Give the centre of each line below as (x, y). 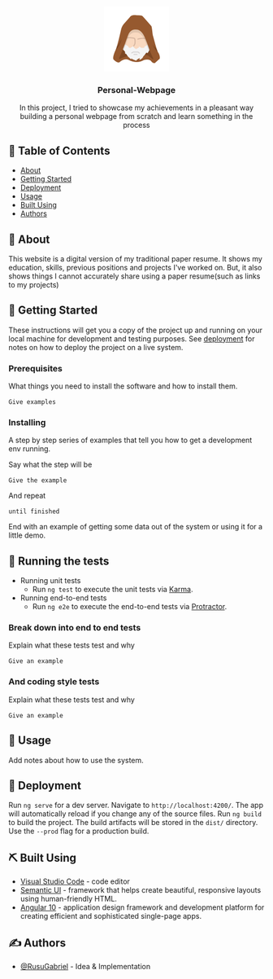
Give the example (38, 481)
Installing (27, 422)
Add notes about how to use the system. (76, 760)
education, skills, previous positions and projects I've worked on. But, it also (135, 267)
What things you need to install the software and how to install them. (123, 386)
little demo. (27, 535)
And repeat (27, 496)
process (136, 125)
